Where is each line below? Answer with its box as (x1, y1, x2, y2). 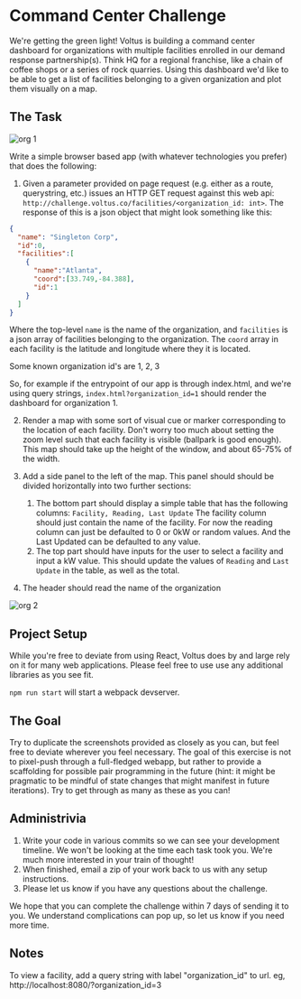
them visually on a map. (9, 83, 97, 94)
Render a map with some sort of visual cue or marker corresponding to (22, 415, 287, 426)
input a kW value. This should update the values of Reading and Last (35, 556, 290, 567)
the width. (22, 453, 60, 465)
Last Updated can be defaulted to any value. (35, 536, 201, 547)
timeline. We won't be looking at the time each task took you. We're (22, 845, 273, 856)
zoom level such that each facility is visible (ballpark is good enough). (22, 434, 282, 445)
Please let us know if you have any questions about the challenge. (22, 883, 269, 893)
